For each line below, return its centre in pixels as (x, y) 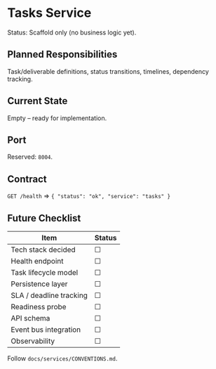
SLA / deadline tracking (49, 295)
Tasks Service (49, 13)
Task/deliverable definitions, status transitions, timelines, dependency (108, 71)
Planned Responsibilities (62, 54)
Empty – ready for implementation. (57, 118)
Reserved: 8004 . (30, 157)
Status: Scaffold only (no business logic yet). (72, 32)
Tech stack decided (43, 250)
